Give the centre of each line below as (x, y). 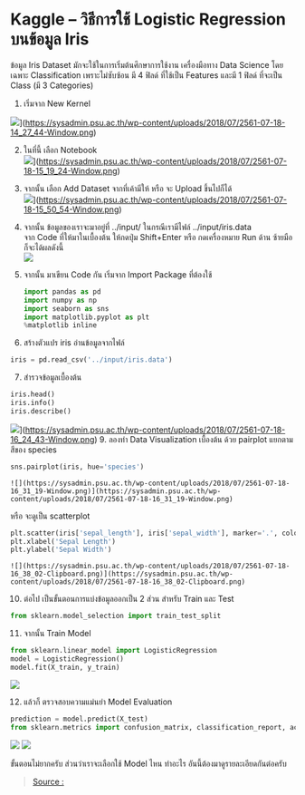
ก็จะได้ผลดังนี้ (43, 247)
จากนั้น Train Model (57, 634)
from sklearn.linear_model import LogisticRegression (114, 651)
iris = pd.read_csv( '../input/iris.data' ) (91, 360)
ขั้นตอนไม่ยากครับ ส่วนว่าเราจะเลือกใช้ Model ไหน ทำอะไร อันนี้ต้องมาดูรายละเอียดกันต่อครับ (149, 763)
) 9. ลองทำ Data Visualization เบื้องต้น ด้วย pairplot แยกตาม (194, 439)
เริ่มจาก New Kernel (57, 103)
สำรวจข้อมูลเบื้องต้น (52, 377)
